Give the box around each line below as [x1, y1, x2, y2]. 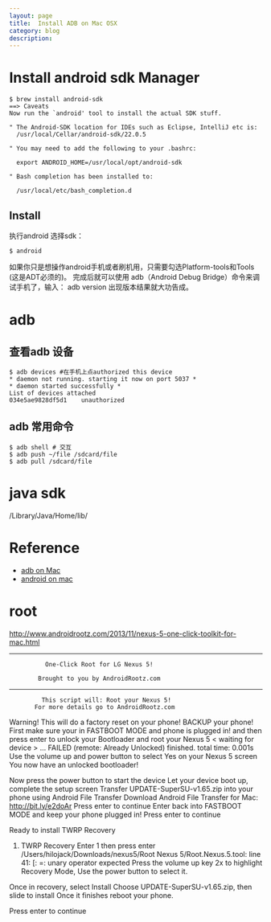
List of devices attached [9, 389, 96, 397]
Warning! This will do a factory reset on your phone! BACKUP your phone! [9, 717, 254, 727]
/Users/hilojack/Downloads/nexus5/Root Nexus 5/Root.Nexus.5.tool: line [20, 849, 261, 858]
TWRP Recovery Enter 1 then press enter [20, 841, 156, 850]
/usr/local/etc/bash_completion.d [16, 186, 132, 195]
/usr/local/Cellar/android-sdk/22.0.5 [16, 130, 147, 139]
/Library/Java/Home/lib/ [9, 510, 88, 520]
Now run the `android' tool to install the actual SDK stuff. [9, 109, 222, 117]
